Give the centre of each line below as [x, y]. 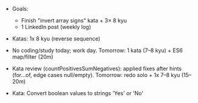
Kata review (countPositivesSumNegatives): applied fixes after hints [97, 68]
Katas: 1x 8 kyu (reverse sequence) [56, 38]
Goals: [20, 9]
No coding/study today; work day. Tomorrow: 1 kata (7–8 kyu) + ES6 [97, 50]
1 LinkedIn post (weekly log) [56, 27]
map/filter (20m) [32, 57]
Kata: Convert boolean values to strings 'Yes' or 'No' [78, 93]
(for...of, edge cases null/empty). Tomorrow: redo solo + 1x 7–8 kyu [96, 75]
